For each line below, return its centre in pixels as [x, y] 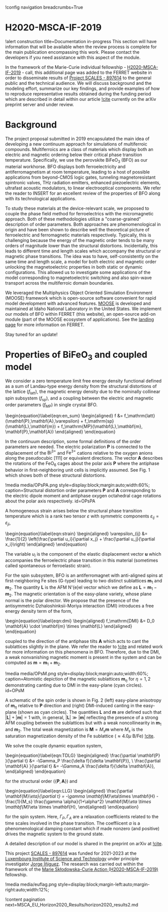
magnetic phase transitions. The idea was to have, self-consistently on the [82, 256]
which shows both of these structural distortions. [56, 475]
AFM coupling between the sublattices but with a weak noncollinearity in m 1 [83, 724]
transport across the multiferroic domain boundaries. [59, 283]
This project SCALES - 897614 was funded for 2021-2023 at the [71, 853]
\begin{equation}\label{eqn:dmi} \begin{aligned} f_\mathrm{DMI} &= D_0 [80, 621]
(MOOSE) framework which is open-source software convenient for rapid [81, 298]
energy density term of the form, [39, 611]
